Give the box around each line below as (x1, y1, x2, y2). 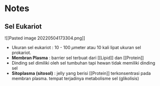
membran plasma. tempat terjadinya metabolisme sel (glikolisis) (11, 76, 140, 81)
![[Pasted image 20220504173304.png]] (4, 35, 86, 41)
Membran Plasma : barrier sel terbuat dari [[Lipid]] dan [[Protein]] (11, 55, 144, 61)
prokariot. (11, 50, 32, 55)
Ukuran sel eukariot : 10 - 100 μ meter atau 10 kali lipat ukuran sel (11, 45, 142, 50)
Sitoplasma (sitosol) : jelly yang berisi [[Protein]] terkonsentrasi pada (11, 70, 151, 76)
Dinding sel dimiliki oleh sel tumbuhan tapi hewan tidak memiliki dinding (11, 60, 156, 66)
